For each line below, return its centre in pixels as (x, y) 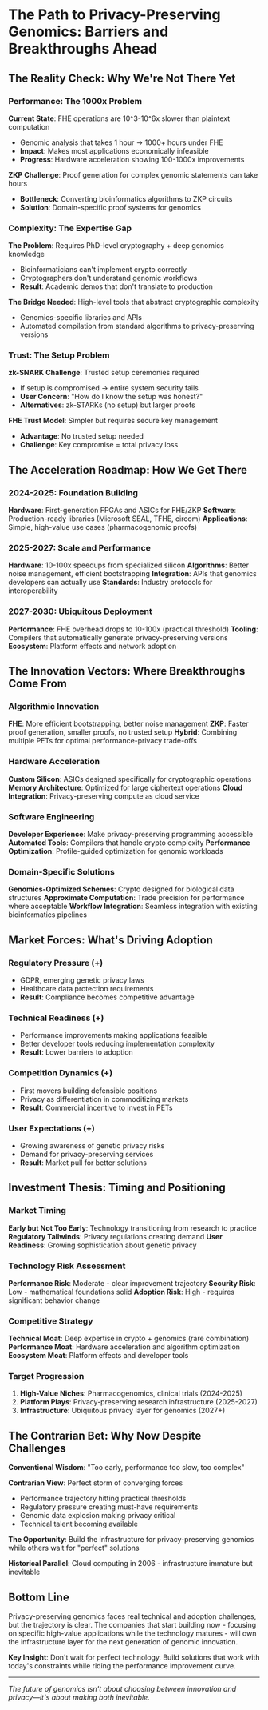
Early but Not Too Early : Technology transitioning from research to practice (132, 1228)
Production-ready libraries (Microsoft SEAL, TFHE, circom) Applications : (128, 519)
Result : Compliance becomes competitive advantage (107, 997)
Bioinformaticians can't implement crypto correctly (103, 270)
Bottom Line (39, 1597)
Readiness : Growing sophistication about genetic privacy (102, 1245)
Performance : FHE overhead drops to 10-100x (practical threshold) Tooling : (133, 629)
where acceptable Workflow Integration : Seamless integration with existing (133, 907)
